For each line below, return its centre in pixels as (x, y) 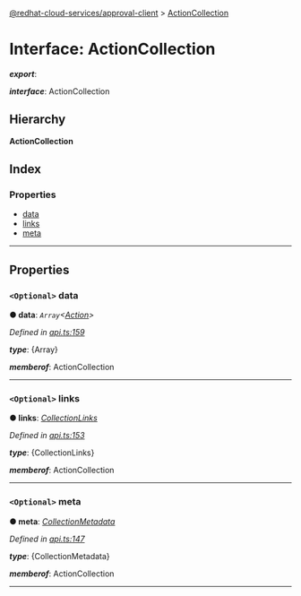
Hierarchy (38, 120)
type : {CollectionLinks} (52, 453)
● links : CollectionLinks (54, 418)
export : (23, 73)
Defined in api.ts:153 (47, 436)
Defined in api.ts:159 (47, 333)
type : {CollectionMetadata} (60, 556)
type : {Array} (34, 350)
